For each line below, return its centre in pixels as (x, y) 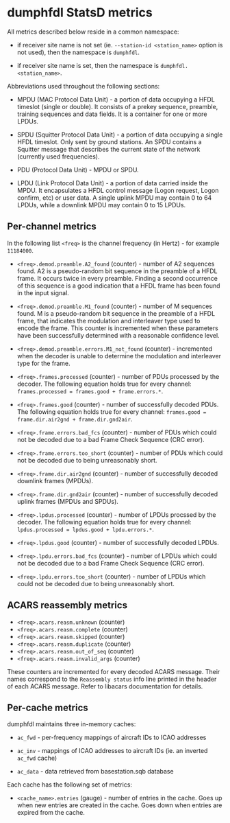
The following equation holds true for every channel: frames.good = (112, 411)
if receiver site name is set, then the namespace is (88, 65)
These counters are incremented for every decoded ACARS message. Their (114, 671)
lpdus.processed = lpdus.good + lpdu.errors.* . (85, 529)
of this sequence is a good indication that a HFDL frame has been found (118, 286)
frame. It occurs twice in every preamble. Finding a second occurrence (117, 278)
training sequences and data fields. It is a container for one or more (112, 114)
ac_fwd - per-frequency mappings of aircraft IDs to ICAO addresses (112, 738)
